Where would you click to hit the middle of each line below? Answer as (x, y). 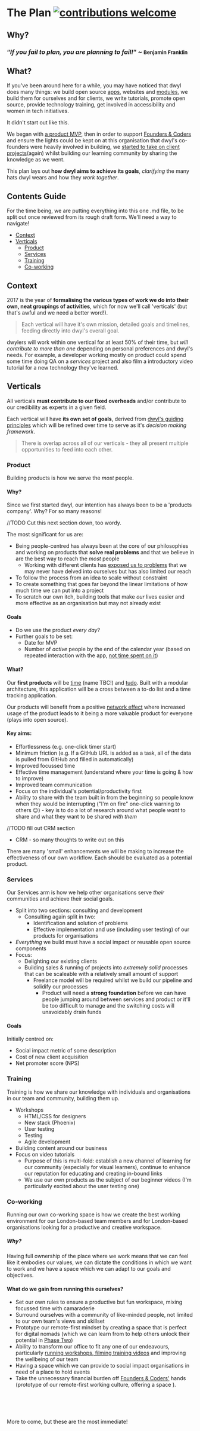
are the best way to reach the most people (67, 559)
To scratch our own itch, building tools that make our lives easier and (100, 597)
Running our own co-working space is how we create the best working (93, 1215)
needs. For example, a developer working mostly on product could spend (96, 355)
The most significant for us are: (45, 535)
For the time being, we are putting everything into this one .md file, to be (95, 211)
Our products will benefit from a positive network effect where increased (96, 707)
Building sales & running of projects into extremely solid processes (106, 968)
